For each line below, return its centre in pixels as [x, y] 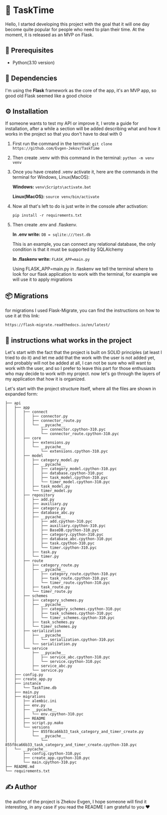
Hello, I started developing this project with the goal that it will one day [77, 24]
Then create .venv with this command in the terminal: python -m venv [83, 158]
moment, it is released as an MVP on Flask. [49, 35]
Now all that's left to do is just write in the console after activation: [80, 206]
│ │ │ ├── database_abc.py [40, 513]
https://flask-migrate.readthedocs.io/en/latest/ [58, 325]
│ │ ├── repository [30, 495]
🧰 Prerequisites [29, 50]
